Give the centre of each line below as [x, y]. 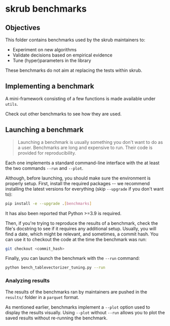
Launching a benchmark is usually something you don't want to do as [90, 142]
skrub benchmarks [46, 9]
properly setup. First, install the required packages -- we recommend [78, 183]
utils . [12, 104]
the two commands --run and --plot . [44, 168]
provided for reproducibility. [47, 153]
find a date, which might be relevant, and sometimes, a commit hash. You [82, 234]
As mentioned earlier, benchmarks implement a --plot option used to [78, 307]
